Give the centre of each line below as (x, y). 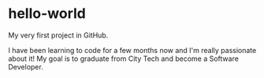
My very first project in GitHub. (58, 35)
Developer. (26, 66)
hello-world (47, 14)
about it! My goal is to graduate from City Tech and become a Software (123, 58)
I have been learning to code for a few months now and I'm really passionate (132, 50)
